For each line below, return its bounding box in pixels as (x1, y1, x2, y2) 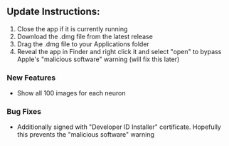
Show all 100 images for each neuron (16, 89, 126, 98)
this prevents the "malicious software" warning (16, 130, 154, 139)
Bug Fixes (6, 107, 42, 117)
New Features (6, 73, 56, 83)
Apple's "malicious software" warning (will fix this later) (16, 55, 180, 63)
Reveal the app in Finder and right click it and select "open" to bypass (16, 47, 222, 56)
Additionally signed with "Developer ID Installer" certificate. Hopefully (16, 122, 221, 131)
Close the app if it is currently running (16, 24, 128, 33)
